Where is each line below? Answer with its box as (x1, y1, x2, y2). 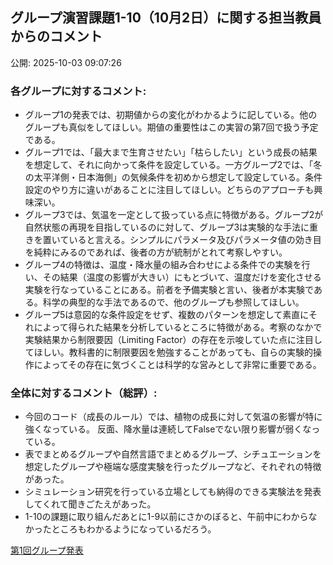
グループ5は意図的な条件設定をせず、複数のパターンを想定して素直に (24, 309, 309, 321)
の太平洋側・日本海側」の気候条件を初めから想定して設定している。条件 (24, 171, 323, 183)
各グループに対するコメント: (10, 84, 147, 98)
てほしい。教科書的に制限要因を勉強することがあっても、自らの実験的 (24, 346, 313, 358)
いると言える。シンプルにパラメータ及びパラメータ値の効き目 (68, 234, 322, 246)
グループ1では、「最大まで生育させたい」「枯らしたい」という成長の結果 (24, 146, 318, 158)
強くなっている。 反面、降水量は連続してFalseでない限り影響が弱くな (24, 423, 312, 435)
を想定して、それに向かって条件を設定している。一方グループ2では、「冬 (24, 159, 323, 171)
